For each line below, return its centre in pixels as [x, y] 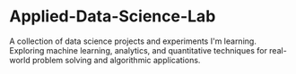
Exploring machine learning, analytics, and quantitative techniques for [138, 50]
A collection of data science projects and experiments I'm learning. [133, 41]
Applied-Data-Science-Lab [113, 16]
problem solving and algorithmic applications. [116, 60]
